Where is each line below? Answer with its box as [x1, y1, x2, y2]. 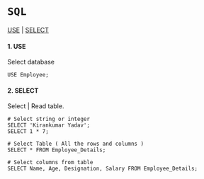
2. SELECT [7, 86, 39, 95]
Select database [7, 58, 55, 67]
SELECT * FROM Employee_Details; [7, 146, 106, 154]
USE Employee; [7, 71, 50, 79]
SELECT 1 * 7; [7, 128, 50, 135]
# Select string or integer [7, 115, 91, 123]
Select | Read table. [7, 102, 64, 110]
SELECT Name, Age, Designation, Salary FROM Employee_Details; [7, 165, 198, 173]
